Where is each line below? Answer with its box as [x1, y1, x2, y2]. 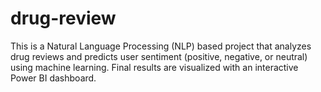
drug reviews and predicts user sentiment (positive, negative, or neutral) [10, 50, 308, 62]
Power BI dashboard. [10, 72, 97, 84]
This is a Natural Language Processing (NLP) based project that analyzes [10, 40, 312, 52]
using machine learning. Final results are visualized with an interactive [10, 61, 299, 73]
